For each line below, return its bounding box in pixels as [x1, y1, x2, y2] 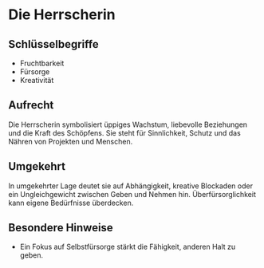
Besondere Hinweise [8, 221, 113, 235]
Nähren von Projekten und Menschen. [8, 136, 133, 146]
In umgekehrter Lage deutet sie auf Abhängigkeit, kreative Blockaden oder [8, 181, 254, 191]
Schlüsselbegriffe [8, 37, 99, 51]
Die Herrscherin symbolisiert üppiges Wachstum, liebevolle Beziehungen [8, 120, 248, 129]
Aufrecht [8, 98, 54, 112]
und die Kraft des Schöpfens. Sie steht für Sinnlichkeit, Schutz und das [8, 128, 241, 137]
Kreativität [19, 76, 54, 85]
